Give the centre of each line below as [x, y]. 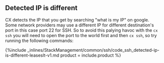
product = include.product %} [91, 55]
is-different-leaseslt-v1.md [32, 55]
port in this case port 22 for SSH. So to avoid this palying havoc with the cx [82, 30]
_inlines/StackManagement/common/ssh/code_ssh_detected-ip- [93, 50]
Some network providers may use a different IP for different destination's [80, 25]
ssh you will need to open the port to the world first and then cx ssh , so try [81, 35]
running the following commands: [39, 41]
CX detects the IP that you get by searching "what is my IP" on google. [77, 20]
